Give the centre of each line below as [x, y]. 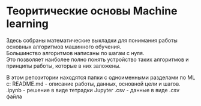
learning [28, 24]
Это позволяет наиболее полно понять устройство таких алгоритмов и [97, 59]
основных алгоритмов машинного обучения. [64, 47]
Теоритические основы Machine [92, 11]
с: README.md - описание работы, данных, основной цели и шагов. [94, 84]
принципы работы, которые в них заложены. [64, 66]
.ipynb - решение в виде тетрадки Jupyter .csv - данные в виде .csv [93, 90]
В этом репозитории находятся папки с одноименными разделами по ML [101, 77]
